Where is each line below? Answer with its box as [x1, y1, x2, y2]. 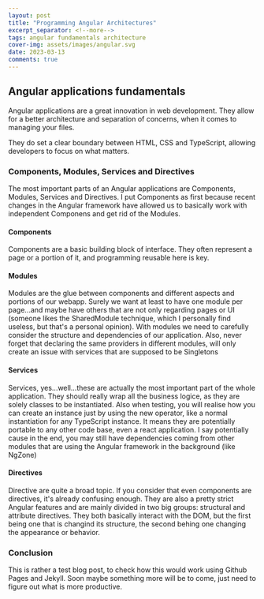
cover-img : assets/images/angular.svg [8, 41, 136, 49]
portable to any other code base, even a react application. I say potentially [8, 425, 250, 434]
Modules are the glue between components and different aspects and [8, 289, 235, 298]
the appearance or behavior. [8, 527, 100, 537]
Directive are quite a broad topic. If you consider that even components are [8, 485, 252, 495]
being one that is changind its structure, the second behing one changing [8, 519, 247, 529]
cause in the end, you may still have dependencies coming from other [8, 433, 235, 443]
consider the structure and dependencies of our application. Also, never [8, 331, 242, 340]
